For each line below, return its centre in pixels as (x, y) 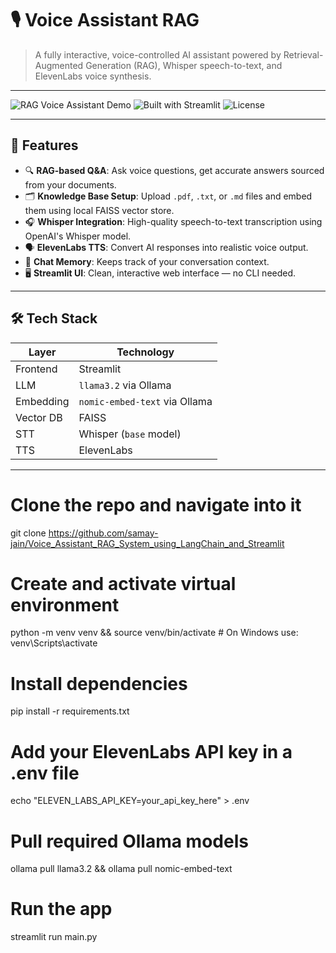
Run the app (61, 909)
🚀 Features (44, 145)
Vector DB (39, 417)
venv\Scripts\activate (54, 643)
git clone (28, 533)
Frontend (36, 369)
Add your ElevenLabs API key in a (151, 751)
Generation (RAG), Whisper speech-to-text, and (184, 65)
